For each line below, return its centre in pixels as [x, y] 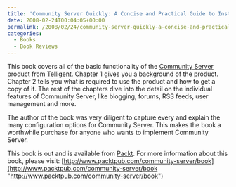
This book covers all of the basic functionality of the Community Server [111, 66]
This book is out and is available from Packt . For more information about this [118, 153]
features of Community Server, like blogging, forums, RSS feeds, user [108, 96]
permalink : [23, 27]
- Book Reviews [36, 46]
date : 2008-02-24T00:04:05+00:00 [56, 20]
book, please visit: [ [36, 161]
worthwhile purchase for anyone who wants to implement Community [108, 132]
